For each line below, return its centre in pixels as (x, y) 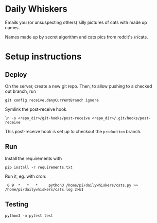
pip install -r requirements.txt (39, 167)
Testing (17, 204)
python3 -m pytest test (29, 215)
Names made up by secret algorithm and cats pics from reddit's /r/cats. (77, 37)
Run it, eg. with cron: (26, 176)
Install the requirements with (34, 158)
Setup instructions (43, 57)
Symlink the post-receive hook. (36, 109)
